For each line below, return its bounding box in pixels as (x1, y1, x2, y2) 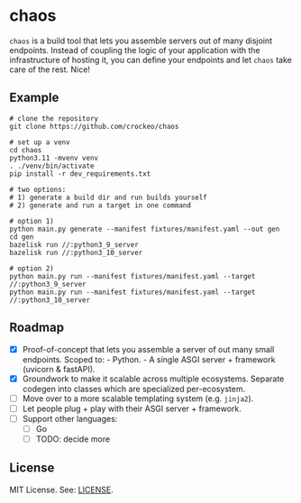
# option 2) (9, 263, 54, 273)
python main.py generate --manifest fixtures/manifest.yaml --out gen (9, 224, 280, 233)
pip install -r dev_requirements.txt (9, 169, 151, 178)
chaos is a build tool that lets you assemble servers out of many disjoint (9, 35, 273, 46)
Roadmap (9, 320, 65, 335)
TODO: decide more (35, 434, 111, 444)
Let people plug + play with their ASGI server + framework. (22, 403, 242, 414)
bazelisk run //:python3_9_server (9, 240, 140, 249)
